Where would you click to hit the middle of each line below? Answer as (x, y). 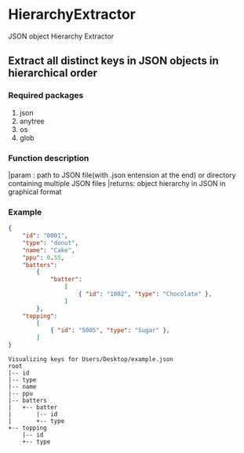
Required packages (46, 96)
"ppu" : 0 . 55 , (44, 258)
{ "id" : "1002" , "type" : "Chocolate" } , (145, 294)
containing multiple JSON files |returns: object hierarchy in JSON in (117, 183)
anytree (32, 121)
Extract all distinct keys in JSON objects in (113, 61)
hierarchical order (53, 73)
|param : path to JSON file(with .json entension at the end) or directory (122, 175)
